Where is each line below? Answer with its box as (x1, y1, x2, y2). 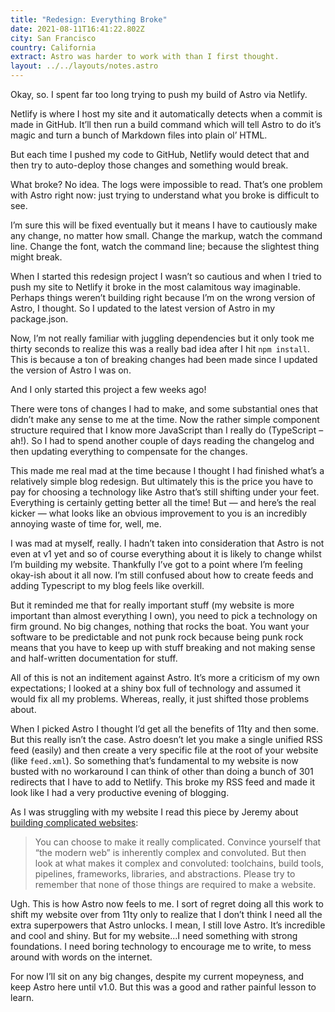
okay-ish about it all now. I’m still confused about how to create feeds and (10, 569, 314, 581)
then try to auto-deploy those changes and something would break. (10, 159, 289, 171)
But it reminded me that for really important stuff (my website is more (10, 599, 295, 611)
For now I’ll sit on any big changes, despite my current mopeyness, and (10, 971, 305, 982)
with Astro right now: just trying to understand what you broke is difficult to (10, 189, 320, 201)
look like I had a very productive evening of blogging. (10, 787, 230, 798)
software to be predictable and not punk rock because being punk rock (10, 631, 304, 643)
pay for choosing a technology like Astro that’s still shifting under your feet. (10, 486, 320, 498)
